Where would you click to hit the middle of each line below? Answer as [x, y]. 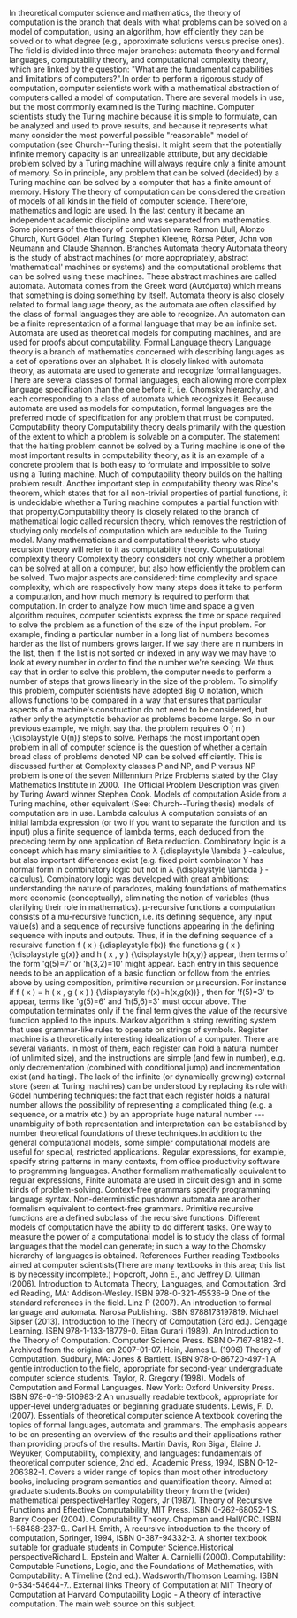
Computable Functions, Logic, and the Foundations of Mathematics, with [141, 1566]
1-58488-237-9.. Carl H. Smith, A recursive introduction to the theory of [140, 1529]
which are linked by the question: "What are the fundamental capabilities [141, 69]
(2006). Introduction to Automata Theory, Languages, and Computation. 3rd [147, 1284]
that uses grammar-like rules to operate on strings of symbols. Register [139, 1030]
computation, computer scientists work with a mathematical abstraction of [145, 88]
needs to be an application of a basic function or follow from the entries [140, 973]
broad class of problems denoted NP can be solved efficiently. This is [136, 756]
